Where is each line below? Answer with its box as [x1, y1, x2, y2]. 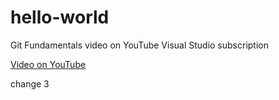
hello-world [10, 6, 110, 29]
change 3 [10, 77, 50, 90]
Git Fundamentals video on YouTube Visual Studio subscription [10, 39, 270, 51]
